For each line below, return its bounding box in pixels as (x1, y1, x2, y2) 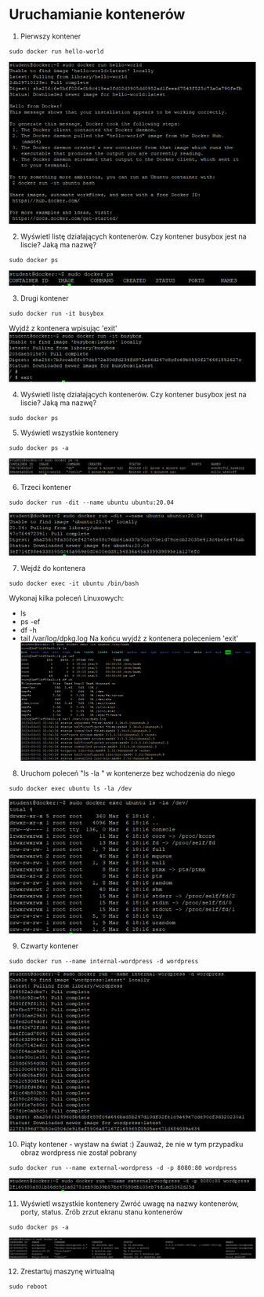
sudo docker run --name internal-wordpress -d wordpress (9, 957, 199, 965)
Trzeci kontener (20, 482, 71, 491)
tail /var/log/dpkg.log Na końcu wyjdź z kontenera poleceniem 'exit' (20, 634, 239, 643)
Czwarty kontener (20, 941, 79, 951)
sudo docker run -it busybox (9, 310, 104, 318)
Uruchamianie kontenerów (9, 5, 186, 24)
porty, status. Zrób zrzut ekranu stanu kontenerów (20, 1207, 183, 1216)
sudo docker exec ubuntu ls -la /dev (9, 784, 132, 792)
